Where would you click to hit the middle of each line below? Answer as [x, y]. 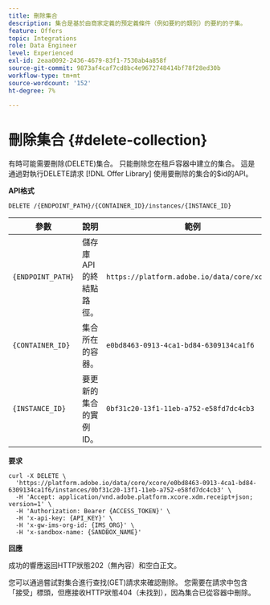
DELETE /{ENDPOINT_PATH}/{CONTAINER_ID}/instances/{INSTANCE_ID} [120, 206]
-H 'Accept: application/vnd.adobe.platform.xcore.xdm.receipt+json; [134, 497]
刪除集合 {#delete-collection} [108, 140]
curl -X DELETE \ [37, 476]
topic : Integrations [43, 38]
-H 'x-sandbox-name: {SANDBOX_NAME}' [79, 533]
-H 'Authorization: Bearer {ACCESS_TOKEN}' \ [93, 512]
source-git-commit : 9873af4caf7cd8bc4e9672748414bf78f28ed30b [115, 68]
